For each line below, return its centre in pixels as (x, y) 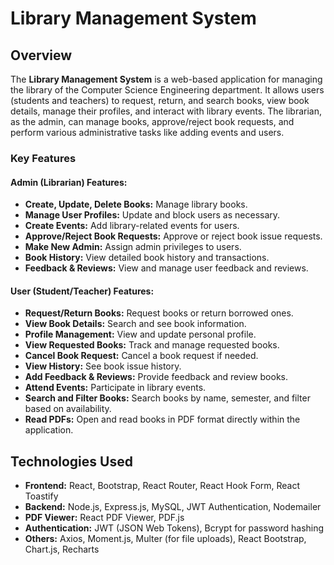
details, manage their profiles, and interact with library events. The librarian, (166, 111)
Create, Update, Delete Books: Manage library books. (136, 204)
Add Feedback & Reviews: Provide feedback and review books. (156, 377)
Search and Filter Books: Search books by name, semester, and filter (167, 398)
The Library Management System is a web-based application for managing (166, 79)
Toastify (41, 496)
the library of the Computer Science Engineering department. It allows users (167, 90)
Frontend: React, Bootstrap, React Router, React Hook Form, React (162, 486)
